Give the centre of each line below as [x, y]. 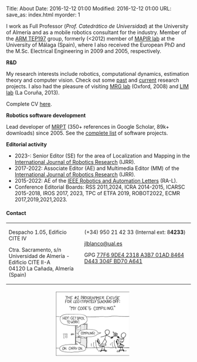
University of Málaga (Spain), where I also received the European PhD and [96, 45]
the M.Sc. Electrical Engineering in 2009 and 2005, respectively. [84, 51]
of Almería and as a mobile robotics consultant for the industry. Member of [96, 32]
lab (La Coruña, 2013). [33, 93]
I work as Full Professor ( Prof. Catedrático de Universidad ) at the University [97, 26]
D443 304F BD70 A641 [113, 261]
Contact [16, 213]
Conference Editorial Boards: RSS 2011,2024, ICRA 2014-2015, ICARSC [100, 187]
